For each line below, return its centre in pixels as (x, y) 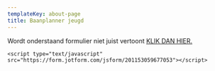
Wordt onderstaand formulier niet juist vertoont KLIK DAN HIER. (100, 40)
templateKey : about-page (44, 14)
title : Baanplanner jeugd (45, 21)
